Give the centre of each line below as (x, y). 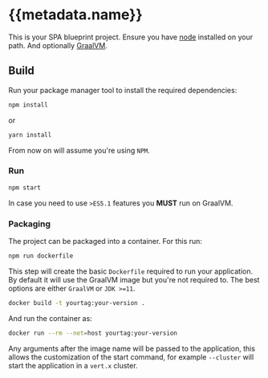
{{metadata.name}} (75, 15)
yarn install (30, 135)
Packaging (29, 224)
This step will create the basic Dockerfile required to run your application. (131, 271)
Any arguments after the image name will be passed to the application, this (132, 348)
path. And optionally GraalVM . (58, 45)
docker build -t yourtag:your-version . (77, 303)
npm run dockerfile (41, 256)
